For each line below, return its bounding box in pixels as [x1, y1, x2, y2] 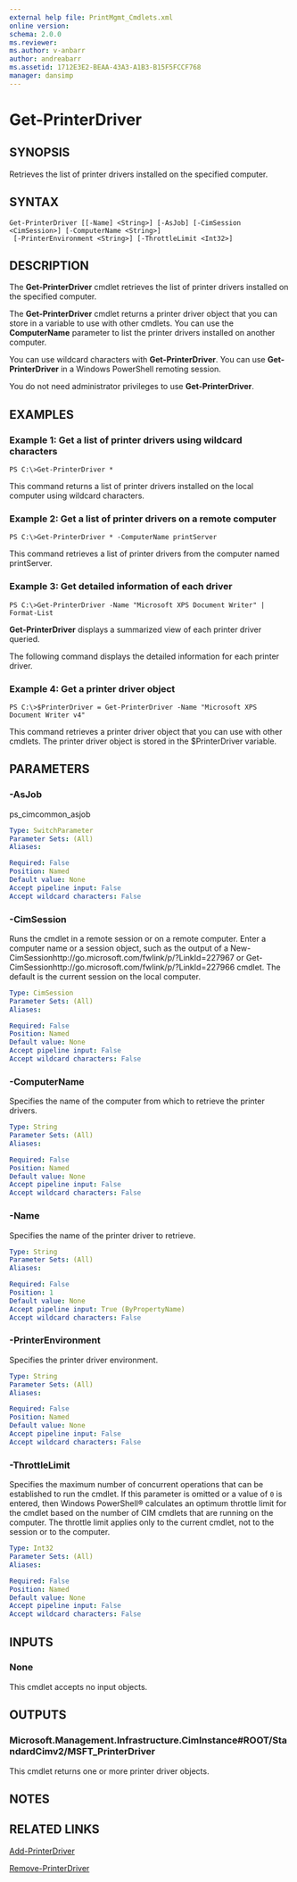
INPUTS [9, 1635, 54, 1650]
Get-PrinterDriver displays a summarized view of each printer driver [9, 624, 261, 635]
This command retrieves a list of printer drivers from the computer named [9, 548, 280, 559]
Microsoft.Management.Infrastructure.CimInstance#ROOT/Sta [9, 1734, 288, 1746]
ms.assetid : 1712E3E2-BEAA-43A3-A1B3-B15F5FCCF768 [9, 63, 202, 72]
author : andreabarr [9, 54, 82, 63]
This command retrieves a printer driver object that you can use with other [9, 726, 283, 737]
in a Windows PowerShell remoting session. [61, 363, 221, 375]
